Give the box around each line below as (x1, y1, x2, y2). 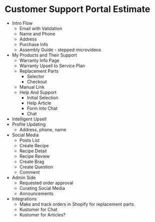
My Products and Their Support (11, 52, 77, 58)
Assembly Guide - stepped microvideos (19, 47, 101, 53)
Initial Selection (26, 94, 58, 101)
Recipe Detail (19, 148, 47, 154)
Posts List (19, 137, 40, 143)
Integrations (11, 195, 37, 201)
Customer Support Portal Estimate (4, 4, 150, 15)
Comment (19, 169, 40, 175)
